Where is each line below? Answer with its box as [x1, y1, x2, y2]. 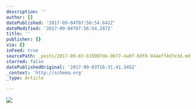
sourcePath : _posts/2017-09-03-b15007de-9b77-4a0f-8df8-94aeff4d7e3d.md [6, 53, 191, 59]
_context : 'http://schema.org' [6, 70, 84, 76]
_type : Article [6, 75, 44, 81]
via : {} [6, 42, 26, 48]
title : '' [6, 31, 31, 37]
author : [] [6, 14, 33, 20]
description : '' [6, 8, 46, 15]
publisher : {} [6, 36, 42, 42]
